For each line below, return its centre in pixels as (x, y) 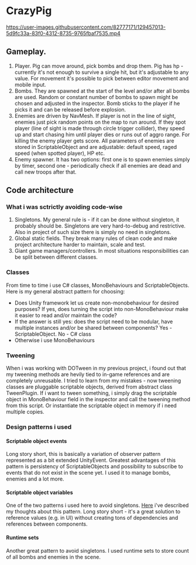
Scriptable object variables (39, 492)
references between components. (47, 524)
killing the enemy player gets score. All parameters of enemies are (94, 141)
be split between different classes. (56, 257)
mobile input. (30, 84)
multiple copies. (25, 412)
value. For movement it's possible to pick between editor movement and (102, 78)
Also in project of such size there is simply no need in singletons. (93, 232)
